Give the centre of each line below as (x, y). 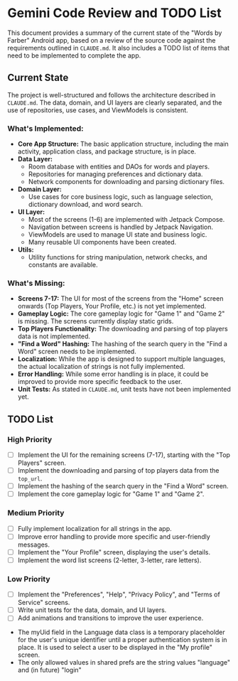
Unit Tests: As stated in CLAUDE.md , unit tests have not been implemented (124, 390)
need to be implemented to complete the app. (74, 55)
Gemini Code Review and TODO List (114, 13)
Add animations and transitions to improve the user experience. (110, 618)
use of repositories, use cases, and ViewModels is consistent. (98, 110)
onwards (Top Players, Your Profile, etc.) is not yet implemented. (112, 306)
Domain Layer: (39, 189)
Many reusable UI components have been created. (102, 242)
